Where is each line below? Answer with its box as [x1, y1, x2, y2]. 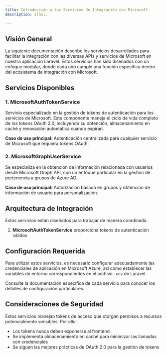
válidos [12, 233, 27, 238]
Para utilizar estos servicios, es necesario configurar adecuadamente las [5, 260, 155, 266]
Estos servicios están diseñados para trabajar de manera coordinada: [5, 218, 148, 224]
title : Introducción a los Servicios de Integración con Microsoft [5, 7, 149, 12]
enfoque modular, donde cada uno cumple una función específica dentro [5, 64, 156, 70]
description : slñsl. [5, 12, 48, 17]
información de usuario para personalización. [5, 190, 99, 196]
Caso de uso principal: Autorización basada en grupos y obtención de [5, 185, 151, 191]
